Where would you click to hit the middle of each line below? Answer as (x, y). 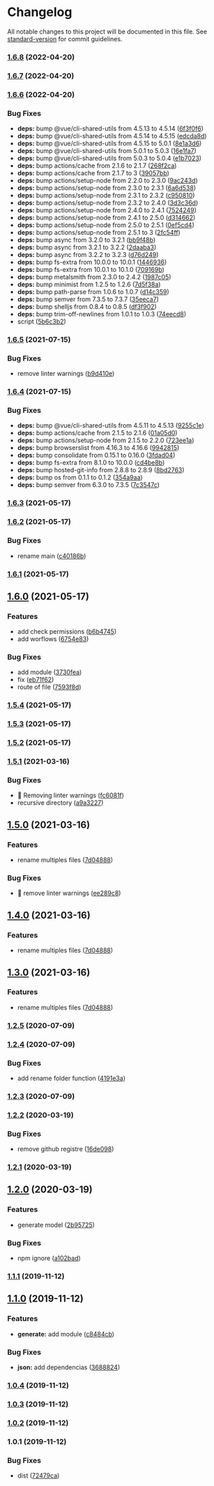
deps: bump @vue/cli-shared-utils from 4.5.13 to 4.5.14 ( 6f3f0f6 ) (110, 129)
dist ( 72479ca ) (38, 1476)
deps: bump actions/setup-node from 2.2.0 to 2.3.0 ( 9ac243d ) (108, 180)
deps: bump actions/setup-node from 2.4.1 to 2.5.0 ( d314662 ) (106, 218)
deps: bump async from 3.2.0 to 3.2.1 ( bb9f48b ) (86, 240)
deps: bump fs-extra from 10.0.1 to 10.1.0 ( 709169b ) (91, 269)
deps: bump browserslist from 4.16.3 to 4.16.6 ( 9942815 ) (98, 448)
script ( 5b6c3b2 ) (41, 321)
